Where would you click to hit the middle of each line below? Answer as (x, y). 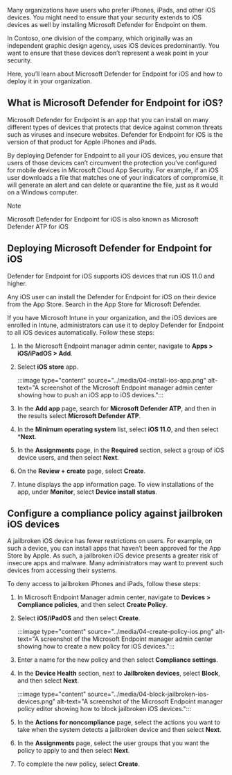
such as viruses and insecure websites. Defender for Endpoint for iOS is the (115, 134)
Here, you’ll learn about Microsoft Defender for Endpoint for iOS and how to (115, 74)
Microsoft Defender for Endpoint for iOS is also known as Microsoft (103, 219)
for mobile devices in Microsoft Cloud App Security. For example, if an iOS (113, 170)
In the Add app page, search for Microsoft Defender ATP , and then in (117, 408)
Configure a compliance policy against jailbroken (115, 514)
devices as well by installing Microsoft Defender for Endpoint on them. (107, 25)
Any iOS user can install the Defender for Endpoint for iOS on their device (112, 297)
